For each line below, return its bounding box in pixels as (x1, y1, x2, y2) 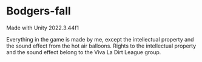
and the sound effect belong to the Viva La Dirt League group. (6, 48, 161, 55)
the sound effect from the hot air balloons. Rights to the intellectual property (6, 42, 197, 49)
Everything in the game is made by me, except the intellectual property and (6, 36, 194, 43)
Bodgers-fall (6, 4, 71, 18)
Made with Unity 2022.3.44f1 (6, 24, 79, 31)
